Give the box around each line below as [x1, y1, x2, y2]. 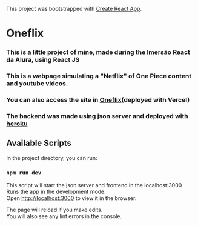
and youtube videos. [6, 79, 68, 88]
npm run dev [6, 169, 42, 176]
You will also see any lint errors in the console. [6, 212, 122, 220]
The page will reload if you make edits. [6, 206, 103, 213]
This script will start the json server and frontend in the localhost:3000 [6, 181, 182, 188]
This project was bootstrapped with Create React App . [6, 5, 142, 12]
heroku [6, 119, 28, 128]
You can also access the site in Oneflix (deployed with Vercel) [6, 95, 190, 104]
